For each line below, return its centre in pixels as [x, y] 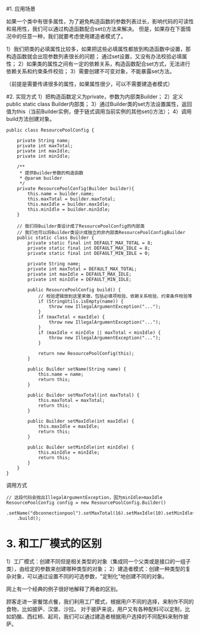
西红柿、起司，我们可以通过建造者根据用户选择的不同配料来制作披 [107, 616]
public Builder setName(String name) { [77, 369]
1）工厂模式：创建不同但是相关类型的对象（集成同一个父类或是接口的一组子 [99, 561]
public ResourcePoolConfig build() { [74, 290]
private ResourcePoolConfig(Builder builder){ [76, 189]
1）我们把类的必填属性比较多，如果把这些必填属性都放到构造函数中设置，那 [99, 49]
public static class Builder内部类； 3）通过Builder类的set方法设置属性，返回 [99, 104]
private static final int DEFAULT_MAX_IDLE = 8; [89, 248]
